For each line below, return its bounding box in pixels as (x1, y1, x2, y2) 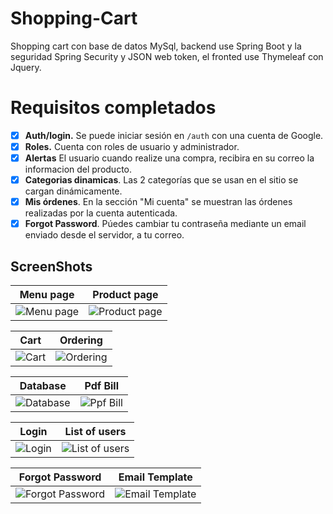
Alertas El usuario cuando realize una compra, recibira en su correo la (24, 152, 315, 164)
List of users (64, 425, 127, 439)
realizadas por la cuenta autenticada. (24, 207, 178, 219)
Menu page (19, 288, 75, 302)
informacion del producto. (24, 163, 133, 176)
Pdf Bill (84, 379, 119, 393)
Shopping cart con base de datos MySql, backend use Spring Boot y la (10, 40, 302, 52)
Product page (92, 288, 159, 302)
